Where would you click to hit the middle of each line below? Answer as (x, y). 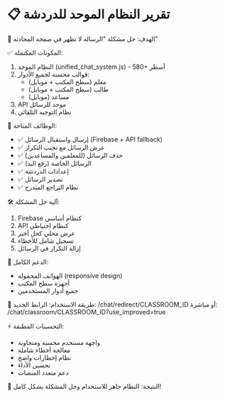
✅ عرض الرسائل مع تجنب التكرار (61, 147)
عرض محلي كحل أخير (46, 233)
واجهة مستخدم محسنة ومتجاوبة (59, 342)
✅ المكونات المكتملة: (35, 52)
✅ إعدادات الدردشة (43, 171)
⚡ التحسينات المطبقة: (36, 326)
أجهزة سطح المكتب (43, 283)
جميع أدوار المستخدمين (48, 290)
